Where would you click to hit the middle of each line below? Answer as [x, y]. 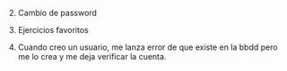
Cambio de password [57, 13]
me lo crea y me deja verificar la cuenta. [92, 56]
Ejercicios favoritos [53, 30]
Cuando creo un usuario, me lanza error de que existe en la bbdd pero [148, 47]
